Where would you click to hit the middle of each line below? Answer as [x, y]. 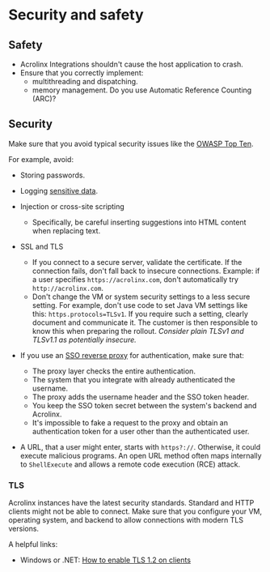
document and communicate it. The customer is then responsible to [145, 322]
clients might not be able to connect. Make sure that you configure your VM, [135, 511]
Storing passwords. [53, 175]
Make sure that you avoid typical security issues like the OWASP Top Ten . [131, 143]
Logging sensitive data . [59, 190]
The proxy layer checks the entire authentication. [114, 371]
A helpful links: [33, 544]
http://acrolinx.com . [67, 288]
